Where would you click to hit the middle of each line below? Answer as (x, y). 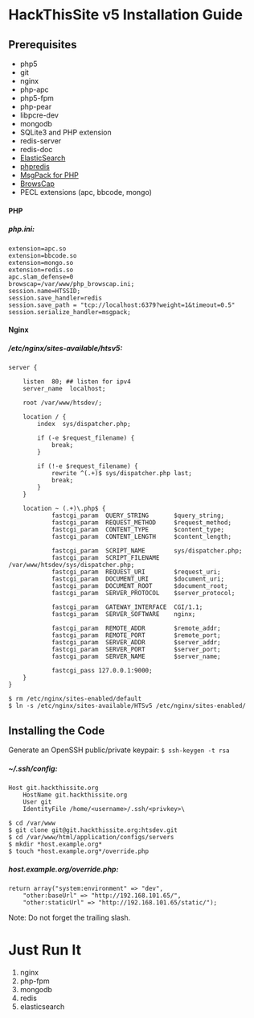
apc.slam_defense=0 (41, 277)
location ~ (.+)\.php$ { (64, 509)
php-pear (36, 107)
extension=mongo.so (41, 263)
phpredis (35, 166)
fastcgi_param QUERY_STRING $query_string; (138, 516)
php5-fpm (37, 98)
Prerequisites (43, 45)
